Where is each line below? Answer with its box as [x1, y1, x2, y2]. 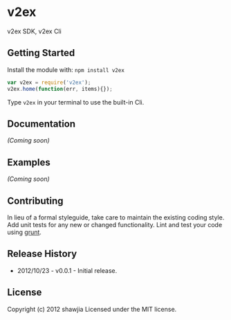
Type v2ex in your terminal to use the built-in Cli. [7, 98, 145, 106]
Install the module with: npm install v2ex [7, 65, 124, 73]
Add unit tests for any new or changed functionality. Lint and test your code [7, 220, 223, 229]
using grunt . [7, 228, 41, 236]
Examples [7, 157, 50, 168]
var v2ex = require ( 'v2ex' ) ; [7, 79, 91, 86]
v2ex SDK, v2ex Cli [7, 27, 62, 35]
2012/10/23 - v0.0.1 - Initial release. [17, 266, 118, 274]
